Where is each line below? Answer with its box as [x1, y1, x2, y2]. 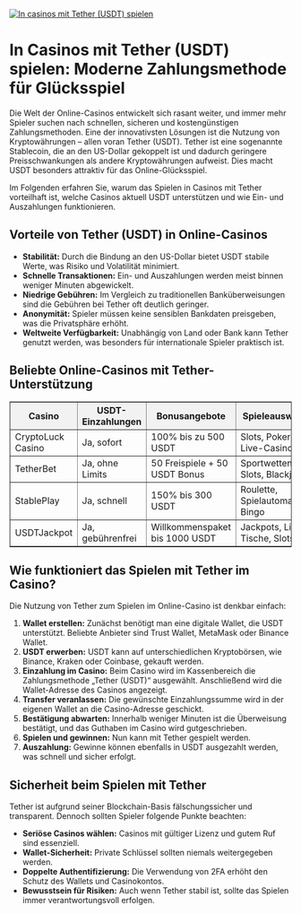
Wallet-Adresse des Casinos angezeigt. [21, 684, 168, 695]
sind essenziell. [21, 838, 80, 849]
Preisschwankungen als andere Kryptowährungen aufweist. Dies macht [9, 155, 273, 166]
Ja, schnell [82, 494, 128, 507]
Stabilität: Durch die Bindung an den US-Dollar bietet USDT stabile [21, 251, 270, 262]
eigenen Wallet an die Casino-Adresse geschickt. [21, 704, 204, 715]
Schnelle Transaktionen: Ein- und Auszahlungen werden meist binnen [21, 270, 284, 281]
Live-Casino [240, 441, 294, 454]
